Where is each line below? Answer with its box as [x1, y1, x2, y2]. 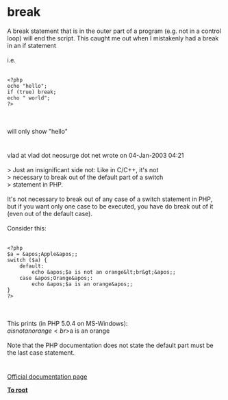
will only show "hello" [7, 127, 68, 135]
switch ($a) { [7, 257, 48, 264]
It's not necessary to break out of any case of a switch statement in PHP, [7, 195, 213, 203]
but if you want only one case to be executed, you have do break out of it [7, 202, 214, 211]
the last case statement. [7, 349, 75, 357]
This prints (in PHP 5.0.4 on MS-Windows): [7, 320, 128, 328]
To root [7, 386, 28, 395]
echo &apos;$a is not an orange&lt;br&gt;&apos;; [31, 269, 176, 276]
